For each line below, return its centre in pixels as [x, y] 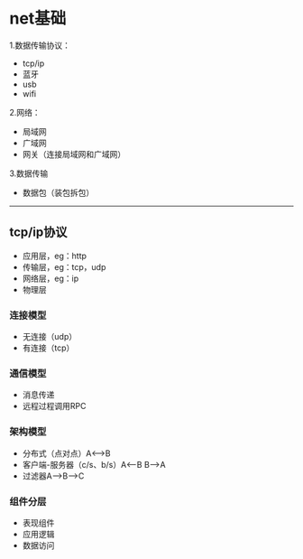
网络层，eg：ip [50, 278]
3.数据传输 [29, 173]
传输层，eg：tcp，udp [64, 266]
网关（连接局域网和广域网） [74, 154]
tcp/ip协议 [38, 233]
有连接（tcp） [48, 348]
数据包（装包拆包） [58, 192]
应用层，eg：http [55, 256]
